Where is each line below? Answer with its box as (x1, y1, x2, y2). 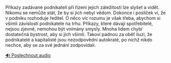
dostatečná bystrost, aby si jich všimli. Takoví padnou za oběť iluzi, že (5, 31, 153, 37)
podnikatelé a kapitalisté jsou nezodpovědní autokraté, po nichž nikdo (5, 37, 153, 43)
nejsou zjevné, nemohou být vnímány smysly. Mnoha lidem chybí (5, 26, 142, 32)
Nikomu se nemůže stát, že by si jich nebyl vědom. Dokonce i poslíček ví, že (5, 10, 166, 16)
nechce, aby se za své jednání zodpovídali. (5, 42, 96, 48)
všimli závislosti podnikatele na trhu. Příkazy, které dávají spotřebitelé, (5, 20, 153, 26)
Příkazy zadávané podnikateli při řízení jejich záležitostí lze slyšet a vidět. (5, 5, 160, 10)
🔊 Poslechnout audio (5, 52, 51, 58)
